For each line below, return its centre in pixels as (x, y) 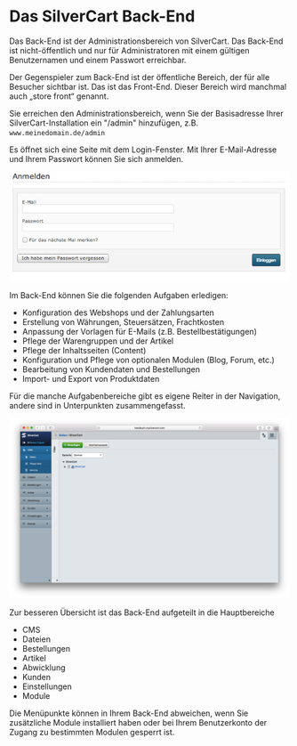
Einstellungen (47, 686)
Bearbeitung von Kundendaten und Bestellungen (111, 369)
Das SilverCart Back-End (102, 16)
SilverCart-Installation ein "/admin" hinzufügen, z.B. (104, 123)
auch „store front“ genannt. (59, 96)
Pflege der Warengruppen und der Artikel (98, 341)
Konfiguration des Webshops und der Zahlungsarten (118, 312)
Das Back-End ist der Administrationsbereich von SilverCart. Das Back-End (146, 41)
